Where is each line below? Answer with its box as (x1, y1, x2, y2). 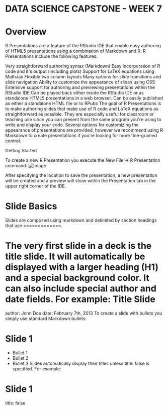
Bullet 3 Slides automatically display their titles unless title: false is (12, 360, 150, 366)
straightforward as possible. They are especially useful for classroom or (5, 111, 154, 117)
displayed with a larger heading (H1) (5, 262, 159, 273)
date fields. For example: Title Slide (5, 293, 156, 305)
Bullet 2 (12, 355, 29, 361)
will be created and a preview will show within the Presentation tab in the (5, 178, 156, 184)
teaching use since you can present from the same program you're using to (5, 117, 162, 123)
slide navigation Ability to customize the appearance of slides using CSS (5, 79, 155, 85)
